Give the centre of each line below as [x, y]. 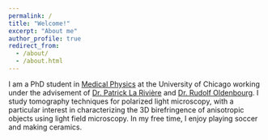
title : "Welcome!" [39, 23]
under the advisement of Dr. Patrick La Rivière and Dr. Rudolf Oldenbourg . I [134, 92]
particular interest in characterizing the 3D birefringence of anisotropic [126, 109]
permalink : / [30, 16]
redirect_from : [34, 46]
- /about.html [39, 62]
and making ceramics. [45, 127]
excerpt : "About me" [43, 31]
